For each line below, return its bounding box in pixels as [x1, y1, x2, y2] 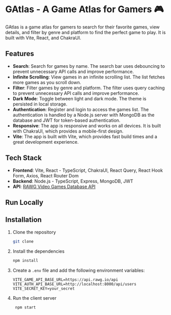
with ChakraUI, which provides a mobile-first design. [12, 128, 124, 134]
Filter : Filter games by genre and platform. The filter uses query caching [12, 85, 165, 91]
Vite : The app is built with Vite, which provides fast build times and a [12, 133, 157, 140]
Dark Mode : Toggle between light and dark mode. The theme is [12, 95, 146, 101]
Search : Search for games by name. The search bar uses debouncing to [12, 63, 165, 69]
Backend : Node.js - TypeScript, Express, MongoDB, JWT [12, 178, 134, 184]
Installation [5, 216, 42, 224]
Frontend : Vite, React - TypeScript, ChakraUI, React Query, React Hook [12, 167, 163, 173]
